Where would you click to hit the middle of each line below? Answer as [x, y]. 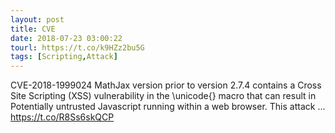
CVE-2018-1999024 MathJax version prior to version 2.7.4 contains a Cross [166, 85]
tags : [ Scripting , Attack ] [64, 57]
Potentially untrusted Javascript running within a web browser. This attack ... [168, 107]
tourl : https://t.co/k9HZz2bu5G [77, 47]
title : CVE [33, 29]
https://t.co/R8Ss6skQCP [62, 117]
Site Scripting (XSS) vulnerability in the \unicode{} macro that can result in [163, 96]
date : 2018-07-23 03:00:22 [66, 38]
